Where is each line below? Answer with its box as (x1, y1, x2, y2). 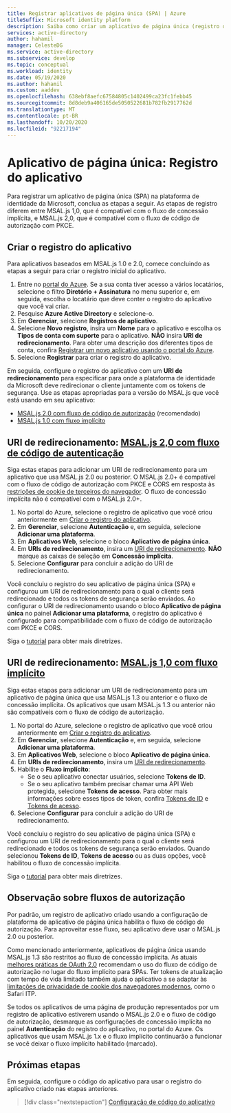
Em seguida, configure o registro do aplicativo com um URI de (7, 367, 183, 375)
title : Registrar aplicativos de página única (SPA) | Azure (7, 10, 186, 17)
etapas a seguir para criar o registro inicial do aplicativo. (7, 267, 166, 275)
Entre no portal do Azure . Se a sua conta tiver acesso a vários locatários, (16, 280, 224, 289)
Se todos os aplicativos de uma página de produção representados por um (7, 1002, 219, 1011)
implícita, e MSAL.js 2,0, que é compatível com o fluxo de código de (7, 214, 200, 222)
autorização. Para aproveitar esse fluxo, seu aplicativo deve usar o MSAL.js (7, 925, 221, 933)
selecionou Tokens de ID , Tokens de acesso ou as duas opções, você (7, 851, 206, 860)
